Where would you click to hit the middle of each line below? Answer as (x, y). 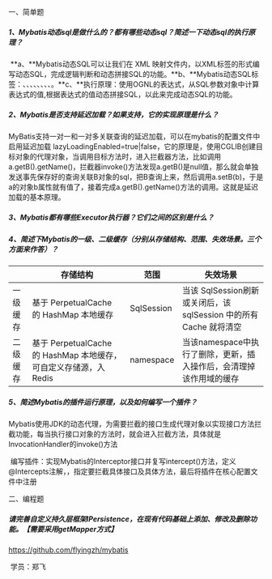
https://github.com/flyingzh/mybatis (68, 550)
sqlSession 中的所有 (220, 315)
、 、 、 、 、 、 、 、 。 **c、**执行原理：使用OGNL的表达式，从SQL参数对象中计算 (141, 84)
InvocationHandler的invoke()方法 (63, 445)
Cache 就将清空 (212, 327)
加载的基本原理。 (37, 197)
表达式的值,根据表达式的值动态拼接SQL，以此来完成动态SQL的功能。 (123, 94)
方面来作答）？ (33, 249)
